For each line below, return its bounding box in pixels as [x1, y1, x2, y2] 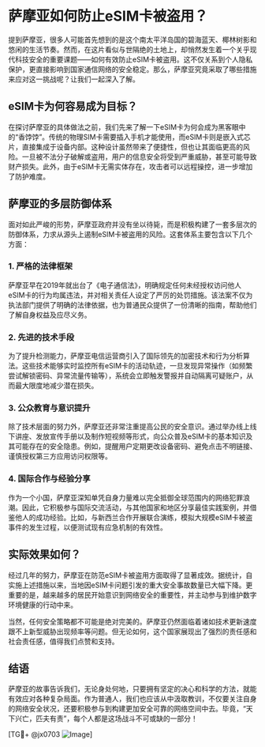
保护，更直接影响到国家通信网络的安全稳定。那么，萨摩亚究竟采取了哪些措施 [8, 64, 257, 74]
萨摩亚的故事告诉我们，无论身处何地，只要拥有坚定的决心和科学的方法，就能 [8, 685, 257, 694]
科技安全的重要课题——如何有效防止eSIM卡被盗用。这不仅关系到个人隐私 [14, 55, 253, 64]
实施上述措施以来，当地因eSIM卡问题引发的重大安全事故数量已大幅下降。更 [8, 580, 253, 590]
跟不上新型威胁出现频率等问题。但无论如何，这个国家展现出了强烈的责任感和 [8, 626, 257, 636]
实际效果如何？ [8, 548, 81, 561]
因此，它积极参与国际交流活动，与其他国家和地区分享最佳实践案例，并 [21, 503, 250, 512]
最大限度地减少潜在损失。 [14, 381, 99, 390]
